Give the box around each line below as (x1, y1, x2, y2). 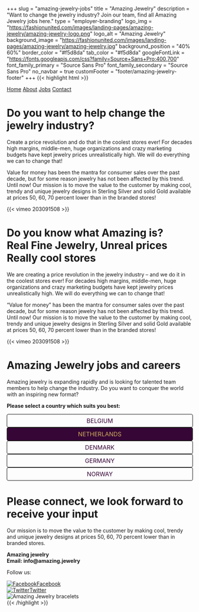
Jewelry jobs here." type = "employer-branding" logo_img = (6, 18, 152, 24)
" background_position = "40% (115, 43, 191, 50)
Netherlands (78, 430, 122, 438)
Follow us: (6, 568, 32, 576)
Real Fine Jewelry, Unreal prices (6, 239, 168, 252)
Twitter (29, 586, 47, 594)
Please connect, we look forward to (6, 495, 184, 508)
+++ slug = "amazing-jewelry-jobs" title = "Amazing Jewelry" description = (6, 5, 190, 12)
